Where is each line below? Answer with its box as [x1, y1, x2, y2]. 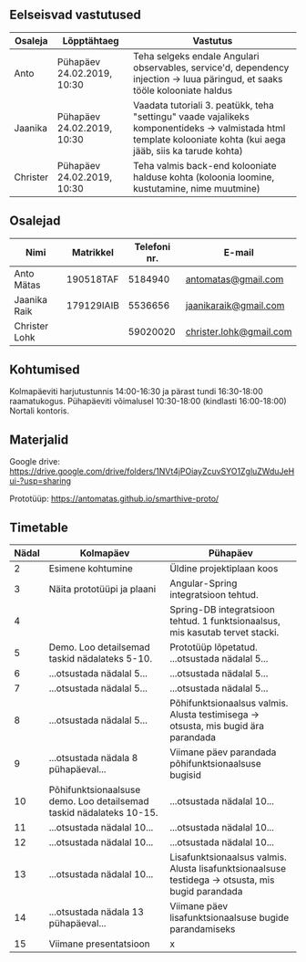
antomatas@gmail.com [185, 273, 284, 286]
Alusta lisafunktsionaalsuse [169, 863, 287, 875]
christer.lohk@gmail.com [185, 325, 292, 338]
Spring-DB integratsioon [169, 603, 276, 616]
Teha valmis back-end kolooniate [133, 159, 277, 172]
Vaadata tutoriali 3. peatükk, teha [133, 99, 275, 111]
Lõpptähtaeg [62, 34, 120, 47]
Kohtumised [9, 362, 80, 378]
